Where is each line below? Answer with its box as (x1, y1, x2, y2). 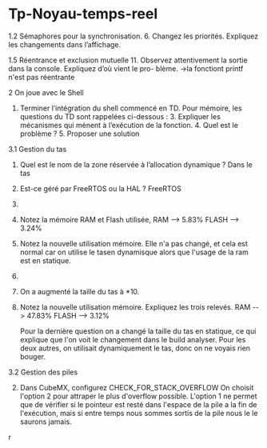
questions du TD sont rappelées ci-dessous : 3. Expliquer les (19, 111, 221, 121)
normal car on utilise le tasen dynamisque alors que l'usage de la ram (19, 247, 249, 257)
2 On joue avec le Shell (8, 87, 84, 97)
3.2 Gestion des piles (8, 367, 78, 377)
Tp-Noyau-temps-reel (8, 5, 158, 23)
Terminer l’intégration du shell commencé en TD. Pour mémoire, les (19, 103, 242, 113)
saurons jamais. (19, 417, 72, 426)
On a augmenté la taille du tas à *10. (19, 286, 140, 296)
